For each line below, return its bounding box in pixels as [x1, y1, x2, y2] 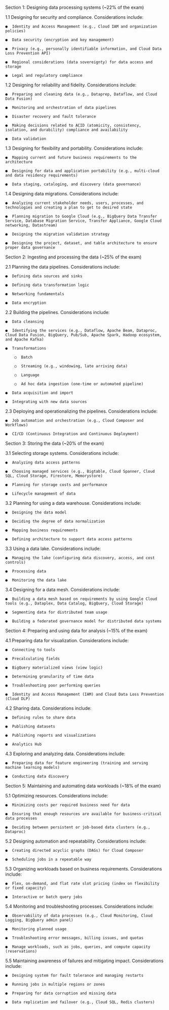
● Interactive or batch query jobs [5, 894, 82, 900]
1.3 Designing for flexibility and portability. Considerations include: [5, 145, 143, 151]
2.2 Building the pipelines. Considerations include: [5, 309, 110, 315]
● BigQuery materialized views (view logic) [5, 665, 103, 670]
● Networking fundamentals [5, 292, 65, 297]
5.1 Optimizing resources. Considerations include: [5, 793, 108, 798]
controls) [5, 560, 26, 565]
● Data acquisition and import [5, 390, 73, 395]
